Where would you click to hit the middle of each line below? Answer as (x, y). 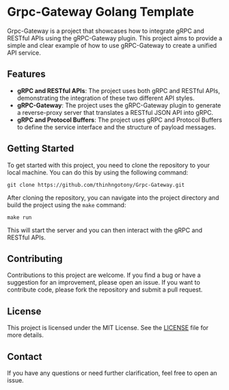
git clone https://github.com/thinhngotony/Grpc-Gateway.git (96, 185)
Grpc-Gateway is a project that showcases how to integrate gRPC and (106, 31)
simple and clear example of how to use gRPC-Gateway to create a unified (112, 45)
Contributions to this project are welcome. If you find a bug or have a (104, 275)
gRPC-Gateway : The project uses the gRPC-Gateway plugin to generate (119, 105)
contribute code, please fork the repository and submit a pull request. (105, 290)
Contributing (35, 258)
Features (26, 74)
